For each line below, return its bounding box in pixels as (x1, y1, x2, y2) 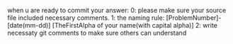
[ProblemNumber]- (166, 13, 222, 22)
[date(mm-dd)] (7, 21, 51, 29)
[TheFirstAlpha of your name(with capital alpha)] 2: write (52, 21, 218, 29)
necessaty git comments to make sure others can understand (7, 28, 187, 37)
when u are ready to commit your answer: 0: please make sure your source (7, 6, 227, 14)
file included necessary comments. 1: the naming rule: (7, 13, 165, 22)
